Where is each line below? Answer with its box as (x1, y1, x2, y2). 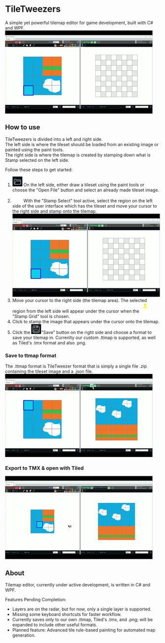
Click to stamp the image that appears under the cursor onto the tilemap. (12, 318, 160, 324)
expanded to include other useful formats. (12, 622, 98, 628)
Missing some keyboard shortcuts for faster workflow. (12, 612, 122, 617)
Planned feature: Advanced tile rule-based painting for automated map (12, 627, 156, 633)
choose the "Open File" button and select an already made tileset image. (12, 187, 160, 193)
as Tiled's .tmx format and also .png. (12, 339, 86, 345)
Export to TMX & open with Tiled (5, 464, 84, 471)
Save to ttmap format (5, 352, 56, 359)
